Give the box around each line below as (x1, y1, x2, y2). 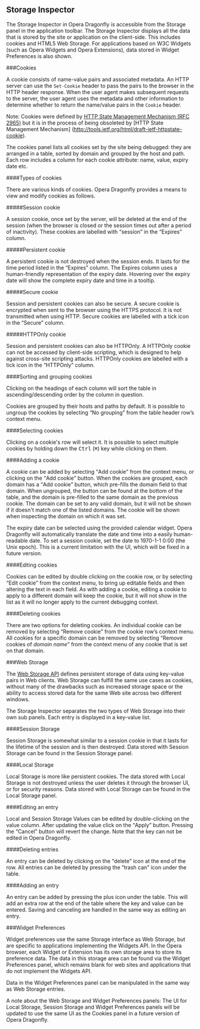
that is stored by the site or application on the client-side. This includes (6, 33, 181, 41)
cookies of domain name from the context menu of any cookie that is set (6, 640, 188, 647)
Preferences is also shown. (6, 52, 73, 59)
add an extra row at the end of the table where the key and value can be (6, 900, 184, 907)
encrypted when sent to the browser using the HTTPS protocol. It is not (6, 306, 182, 313)
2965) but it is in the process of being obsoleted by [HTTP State (6, 119, 164, 126)
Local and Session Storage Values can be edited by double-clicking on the (6, 815, 190, 822)
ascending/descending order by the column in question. (6, 391, 144, 398)
